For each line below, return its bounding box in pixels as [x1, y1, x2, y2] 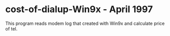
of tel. [5, 25, 18, 31]
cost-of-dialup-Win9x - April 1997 [5, 4, 153, 15]
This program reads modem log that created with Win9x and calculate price [5, 20, 165, 26]
